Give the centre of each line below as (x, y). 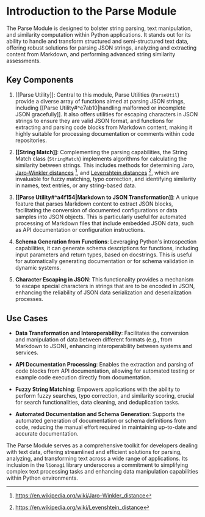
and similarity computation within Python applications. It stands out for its (99, 34)
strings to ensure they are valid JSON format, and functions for (94, 121)
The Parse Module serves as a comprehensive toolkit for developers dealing (102, 445)
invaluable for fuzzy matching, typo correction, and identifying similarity (106, 179)
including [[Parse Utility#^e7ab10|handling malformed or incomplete (100, 108)
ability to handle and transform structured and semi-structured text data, (98, 41)
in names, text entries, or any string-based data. (76, 185)
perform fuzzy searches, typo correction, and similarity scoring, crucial (105, 396)
